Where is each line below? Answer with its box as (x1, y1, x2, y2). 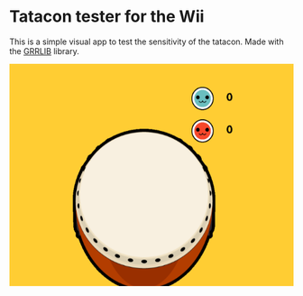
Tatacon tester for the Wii (9, 6, 205, 27)
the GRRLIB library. (9, 45, 79, 56)
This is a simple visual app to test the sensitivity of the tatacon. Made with (9, 36, 284, 47)
